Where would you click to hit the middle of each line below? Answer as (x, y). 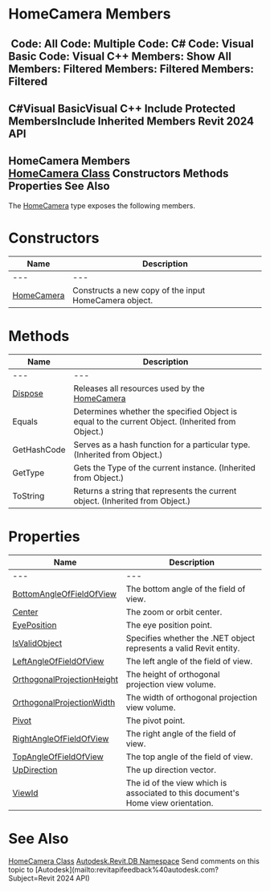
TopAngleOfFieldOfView (58, 757)
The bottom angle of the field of (186, 589)
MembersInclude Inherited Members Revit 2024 (131, 121)
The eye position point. (169, 625)
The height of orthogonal (173, 674)
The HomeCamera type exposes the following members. (102, 205)
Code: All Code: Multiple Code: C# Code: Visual (133, 44)
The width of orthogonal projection (192, 697)
